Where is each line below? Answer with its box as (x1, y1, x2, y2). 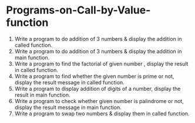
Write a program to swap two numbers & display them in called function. (14, 110, 190, 117)
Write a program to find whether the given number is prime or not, (14, 73, 174, 80)
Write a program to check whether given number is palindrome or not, (14, 97, 184, 104)
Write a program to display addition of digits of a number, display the (14, 85, 181, 92)
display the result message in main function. (14, 104, 122, 111)
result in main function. (14, 91, 70, 98)
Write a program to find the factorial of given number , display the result (14, 60, 189, 67)
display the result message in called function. (14, 78, 125, 86)
